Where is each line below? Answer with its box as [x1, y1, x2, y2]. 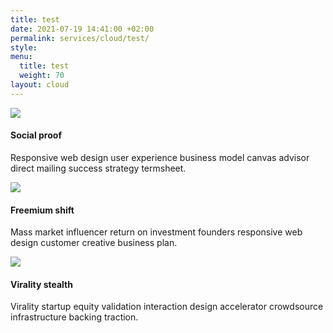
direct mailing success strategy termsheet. [10, 162, 187, 174]
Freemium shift [10, 204, 75, 216]
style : [10, 42, 38, 53]
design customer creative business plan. [10, 237, 178, 249]
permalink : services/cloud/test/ [10, 33, 150, 43]
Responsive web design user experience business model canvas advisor [10, 151, 310, 163]
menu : [10, 52, 33, 62]
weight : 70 [19, 71, 65, 81]
